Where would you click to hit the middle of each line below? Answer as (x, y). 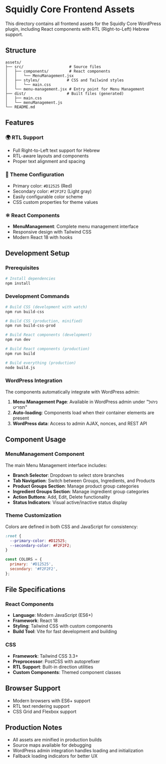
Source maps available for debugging (52, 745)
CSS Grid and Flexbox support (44, 711)
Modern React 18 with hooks (43, 237)
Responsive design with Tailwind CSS (52, 232)
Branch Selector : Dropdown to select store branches (68, 475)
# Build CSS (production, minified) (44, 321)
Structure (21, 50)
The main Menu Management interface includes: (56, 465)
